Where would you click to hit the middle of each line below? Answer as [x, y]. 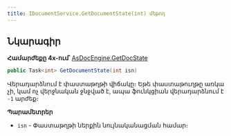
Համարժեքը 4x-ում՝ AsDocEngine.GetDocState [77, 58]
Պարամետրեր [30, 112]
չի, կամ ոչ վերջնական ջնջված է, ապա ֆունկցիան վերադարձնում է [115, 91]
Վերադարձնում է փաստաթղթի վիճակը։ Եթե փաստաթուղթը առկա [116, 84]
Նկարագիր [34, 42]
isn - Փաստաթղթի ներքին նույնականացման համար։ [103, 126]
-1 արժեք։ [23, 99]
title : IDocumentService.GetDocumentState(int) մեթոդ [86, 13]
